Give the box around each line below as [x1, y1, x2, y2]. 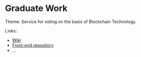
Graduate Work [5, 3, 68, 14]
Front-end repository [12, 42, 54, 48]
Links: [5, 28, 17, 34]
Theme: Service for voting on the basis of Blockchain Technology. [5, 19, 137, 24]
